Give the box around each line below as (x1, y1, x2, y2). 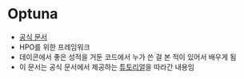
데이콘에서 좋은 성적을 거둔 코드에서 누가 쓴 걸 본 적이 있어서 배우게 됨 (18, 52, 237, 61)
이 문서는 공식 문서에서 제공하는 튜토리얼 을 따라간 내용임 (18, 61, 195, 72)
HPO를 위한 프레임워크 (18, 41, 90, 52)
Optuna (7, 5, 58, 23)
